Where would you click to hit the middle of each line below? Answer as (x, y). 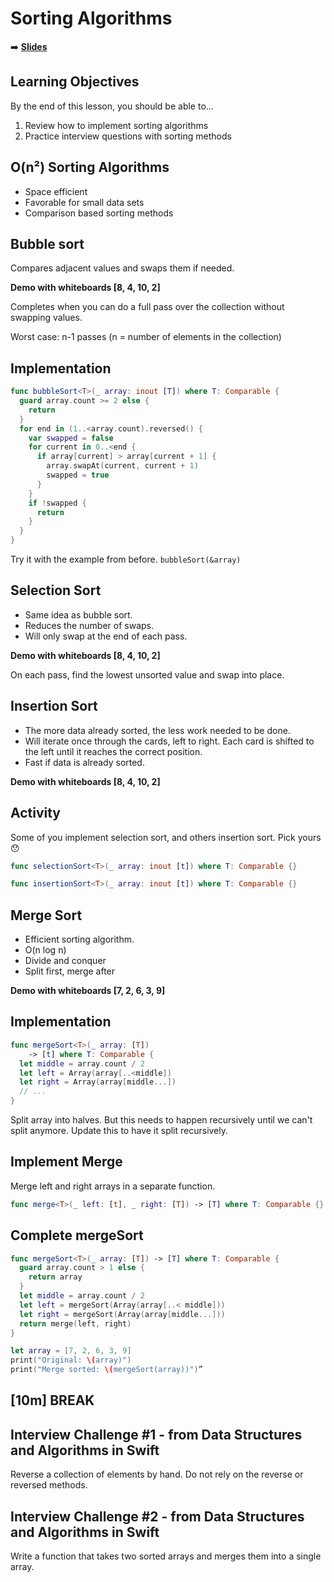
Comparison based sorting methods (99, 213)
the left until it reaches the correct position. (113, 751)
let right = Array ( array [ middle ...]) (98, 1082)
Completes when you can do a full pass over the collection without (147, 307)
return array (55, 1277)
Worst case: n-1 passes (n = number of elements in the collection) (146, 337)
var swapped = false (71, 438)
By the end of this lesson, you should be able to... (112, 106)
